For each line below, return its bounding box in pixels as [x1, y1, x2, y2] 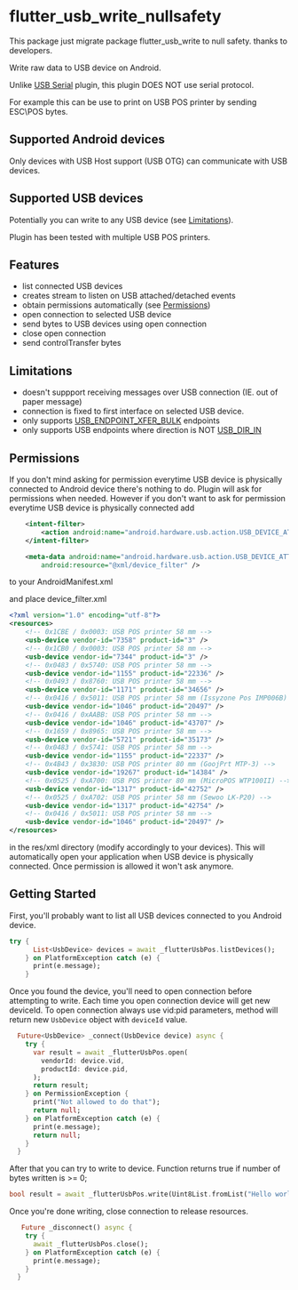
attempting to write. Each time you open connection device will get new [9, 996, 271, 1006]
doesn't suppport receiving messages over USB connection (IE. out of [21, 387, 278, 397]
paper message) [21, 397, 82, 407]
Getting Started [9, 886, 97, 901]
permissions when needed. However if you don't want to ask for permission [9, 493, 286, 503]
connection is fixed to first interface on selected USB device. [21, 406, 245, 417]
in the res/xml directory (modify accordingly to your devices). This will [9, 842, 266, 853]
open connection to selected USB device [21, 309, 172, 320]
